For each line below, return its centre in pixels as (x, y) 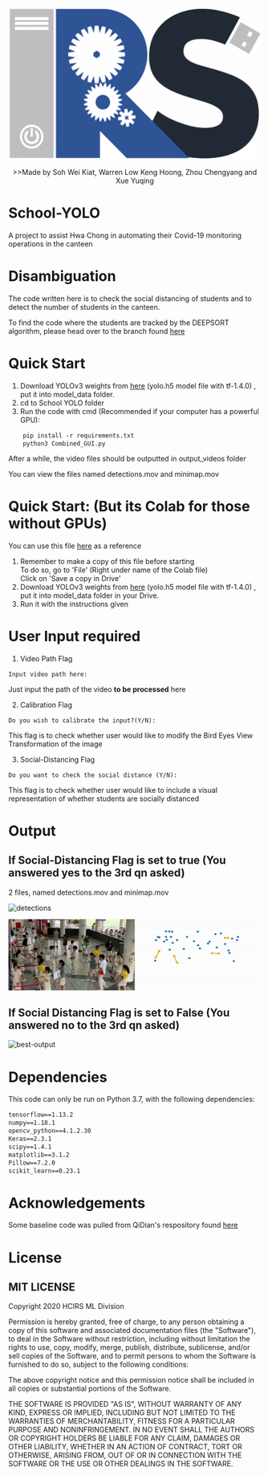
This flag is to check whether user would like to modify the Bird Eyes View (131, 735)
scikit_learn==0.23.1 (45, 1171)
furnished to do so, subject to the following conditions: (98, 1364)
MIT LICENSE (42, 1287)
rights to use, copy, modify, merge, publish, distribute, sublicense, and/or (129, 1347)
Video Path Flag (46, 658)
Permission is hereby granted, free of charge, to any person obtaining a (126, 1322)
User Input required (75, 636)
